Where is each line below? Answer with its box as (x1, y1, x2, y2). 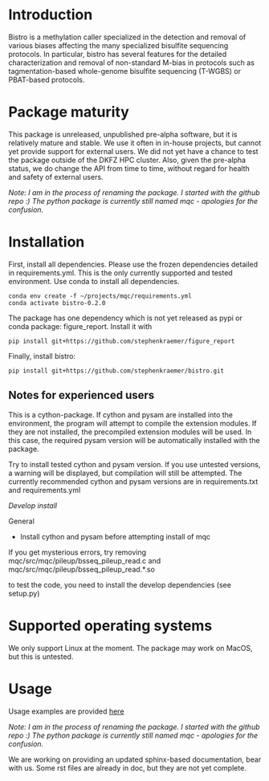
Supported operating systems (8, 616, 213, 635)
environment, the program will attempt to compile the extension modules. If (8, 418, 257, 428)
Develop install (8, 500, 58, 510)
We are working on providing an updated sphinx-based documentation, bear (8, 755, 262, 764)
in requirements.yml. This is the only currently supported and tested (8, 267, 233, 278)
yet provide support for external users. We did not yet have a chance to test (8, 146, 259, 156)
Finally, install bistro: (8, 351, 76, 360)
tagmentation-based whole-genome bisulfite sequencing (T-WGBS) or (8, 66, 241, 75)
